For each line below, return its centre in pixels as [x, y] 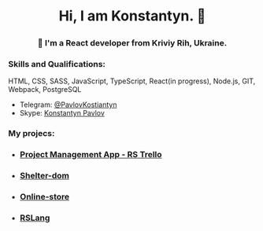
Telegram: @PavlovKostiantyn [68, 104]
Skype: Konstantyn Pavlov [62, 113]
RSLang [35, 218]
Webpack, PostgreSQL [45, 90]
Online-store [44, 197]
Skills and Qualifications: [57, 64]
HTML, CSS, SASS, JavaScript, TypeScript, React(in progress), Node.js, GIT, [132, 81]
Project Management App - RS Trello [91, 155]
